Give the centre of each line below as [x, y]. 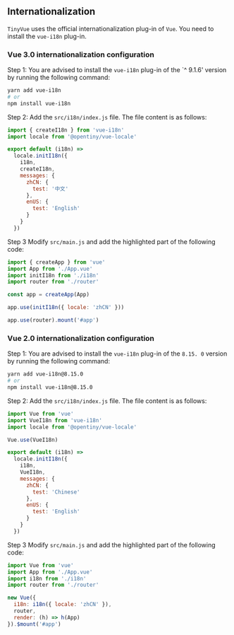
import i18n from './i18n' [47, 578]
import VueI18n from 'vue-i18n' [55, 420]
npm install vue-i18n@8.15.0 [50, 388]
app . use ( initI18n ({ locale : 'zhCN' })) [66, 308]
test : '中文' [51, 189]
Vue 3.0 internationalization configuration [81, 54]
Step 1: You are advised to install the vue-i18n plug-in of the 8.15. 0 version [117, 354]
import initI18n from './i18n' [53, 275]
